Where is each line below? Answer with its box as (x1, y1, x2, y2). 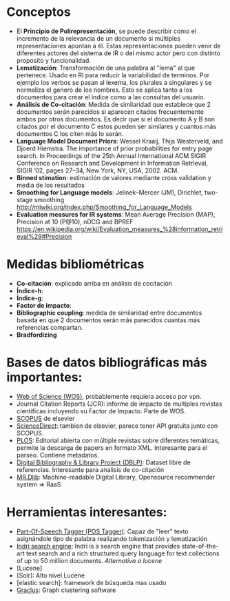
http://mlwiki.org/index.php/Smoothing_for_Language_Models (16, 203, 192, 211)
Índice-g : (16, 294, 44, 302)
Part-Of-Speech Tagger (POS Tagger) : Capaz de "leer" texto (16, 527, 189, 535)
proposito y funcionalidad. (16, 56, 91, 64)
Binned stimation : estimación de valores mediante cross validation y (16, 173, 211, 181)
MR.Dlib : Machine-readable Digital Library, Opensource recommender (16, 473, 216, 481)
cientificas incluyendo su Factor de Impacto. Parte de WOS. (16, 406, 187, 415)
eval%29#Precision (16, 232, 72, 240)
